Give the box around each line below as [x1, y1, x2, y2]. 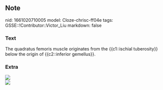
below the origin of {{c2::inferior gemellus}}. [5, 51, 96, 57]
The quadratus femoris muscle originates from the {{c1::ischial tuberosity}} [5, 46, 158, 52]
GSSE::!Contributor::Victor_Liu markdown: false [5, 22, 102, 28]
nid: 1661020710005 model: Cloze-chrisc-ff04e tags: [5, 17, 113, 23]
